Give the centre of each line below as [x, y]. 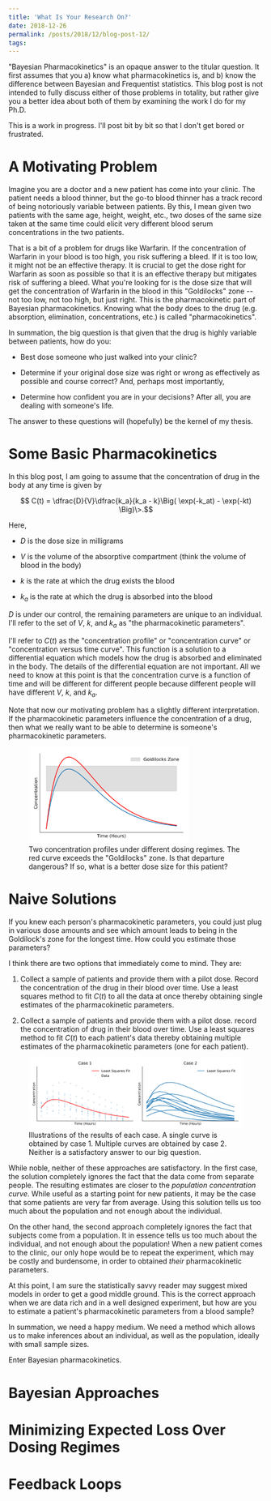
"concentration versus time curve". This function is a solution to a [117, 649]
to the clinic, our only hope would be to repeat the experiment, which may [131, 1253]
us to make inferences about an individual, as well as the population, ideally [134, 1336]
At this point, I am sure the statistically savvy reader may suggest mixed [128, 1285]
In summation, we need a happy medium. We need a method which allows [132, 1327]
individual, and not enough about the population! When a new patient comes [135, 1244]
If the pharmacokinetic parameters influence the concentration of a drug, [130, 718]
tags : [17, 43]
